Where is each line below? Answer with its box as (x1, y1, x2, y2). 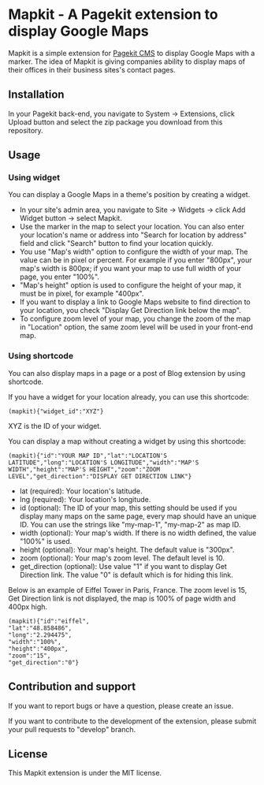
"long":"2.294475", (8, 631, 73, 639)
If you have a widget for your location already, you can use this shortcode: (8, 392, 250, 401)
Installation (8, 88, 65, 102)
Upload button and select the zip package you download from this (8, 117, 223, 127)
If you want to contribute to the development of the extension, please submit (8, 716, 257, 726)
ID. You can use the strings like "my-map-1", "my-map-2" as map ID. (19, 519, 241, 529)
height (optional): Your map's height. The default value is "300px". (19, 545, 235, 554)
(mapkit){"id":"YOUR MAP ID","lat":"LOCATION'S (8, 452, 168, 459)
